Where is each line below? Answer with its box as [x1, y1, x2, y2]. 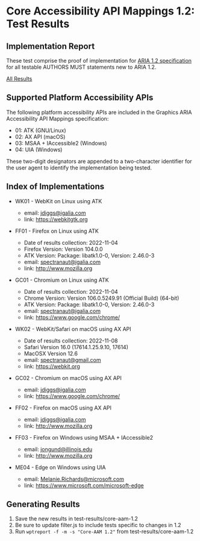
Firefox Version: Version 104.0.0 [23, 245, 104, 253]
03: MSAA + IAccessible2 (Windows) [14, 139, 107, 147]
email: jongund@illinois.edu [23, 445, 92, 453]
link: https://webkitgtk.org [23, 215, 89, 223]
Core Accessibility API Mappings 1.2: [6, 4, 195, 18]
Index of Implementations [6, 182, 104, 192]
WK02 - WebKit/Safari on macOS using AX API [14, 325, 131, 332]
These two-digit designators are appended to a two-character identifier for [6, 157, 192, 165]
